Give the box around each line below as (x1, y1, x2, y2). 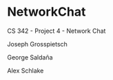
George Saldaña (7, 53, 53, 62)
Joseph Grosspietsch (7, 40, 68, 48)
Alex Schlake (7, 66, 44, 75)
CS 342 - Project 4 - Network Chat (7, 27, 106, 35)
